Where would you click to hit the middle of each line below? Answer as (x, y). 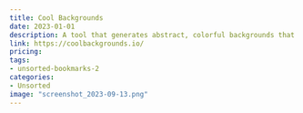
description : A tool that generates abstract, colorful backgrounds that (152, 35)
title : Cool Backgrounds (56, 18)
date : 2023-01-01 (42, 26)
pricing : (26, 52)
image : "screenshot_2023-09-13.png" (79, 94)
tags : (20, 60)
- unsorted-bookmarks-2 (55, 69)
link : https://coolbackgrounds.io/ (77, 43)
